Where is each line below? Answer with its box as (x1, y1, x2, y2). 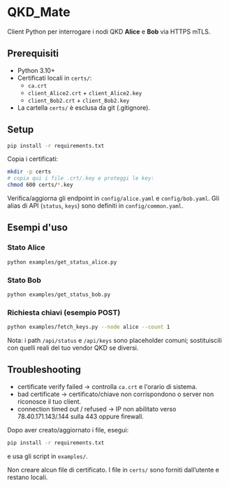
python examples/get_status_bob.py (7, 291, 111, 298)
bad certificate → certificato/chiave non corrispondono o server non (17, 390, 214, 398)
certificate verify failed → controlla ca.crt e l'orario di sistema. (17, 382, 198, 390)
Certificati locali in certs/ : (17, 73, 92, 82)
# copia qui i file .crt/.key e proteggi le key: (7, 175, 155, 182)
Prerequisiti (7, 48, 59, 59)
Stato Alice (7, 243, 45, 253)
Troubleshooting (7, 364, 82, 376)
